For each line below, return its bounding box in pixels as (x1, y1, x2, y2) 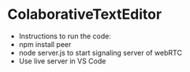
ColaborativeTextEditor (7, 5, 162, 23)
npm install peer (18, 39, 72, 49)
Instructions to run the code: (18, 31, 111, 41)
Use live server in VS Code (18, 56, 106, 66)
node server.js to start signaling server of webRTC (18, 48, 183, 57)
